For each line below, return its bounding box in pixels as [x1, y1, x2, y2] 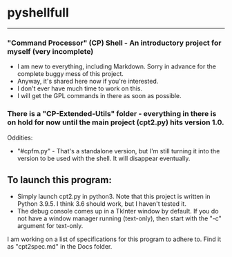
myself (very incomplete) [7, 46, 94, 56]
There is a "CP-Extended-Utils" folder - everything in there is [7, 109, 217, 119]
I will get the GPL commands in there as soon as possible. [17, 92, 182, 100]
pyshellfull [7, 5, 69, 21]
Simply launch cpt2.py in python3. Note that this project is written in [17, 192, 211, 201]
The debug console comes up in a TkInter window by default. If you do [17, 207, 219, 216]
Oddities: [7, 133, 33, 142]
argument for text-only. [17, 222, 84, 230]
